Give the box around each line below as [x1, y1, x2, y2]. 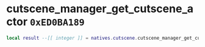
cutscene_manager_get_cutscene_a [6, 2, 194, 16]
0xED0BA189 [29, 17, 85, 29]
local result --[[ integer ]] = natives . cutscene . [6, 35, 138, 41]
